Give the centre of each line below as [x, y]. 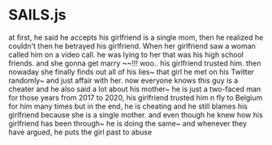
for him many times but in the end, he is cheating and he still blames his [128, 106]
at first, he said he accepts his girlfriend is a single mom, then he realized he [136, 37]
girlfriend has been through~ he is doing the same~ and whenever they [128, 123]
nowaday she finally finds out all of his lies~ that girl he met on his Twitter [131, 71]
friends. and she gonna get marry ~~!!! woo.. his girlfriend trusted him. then [135, 63]
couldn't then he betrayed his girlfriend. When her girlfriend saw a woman [132, 45]
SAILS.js [37, 15]
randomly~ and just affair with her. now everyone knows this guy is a [123, 80]
